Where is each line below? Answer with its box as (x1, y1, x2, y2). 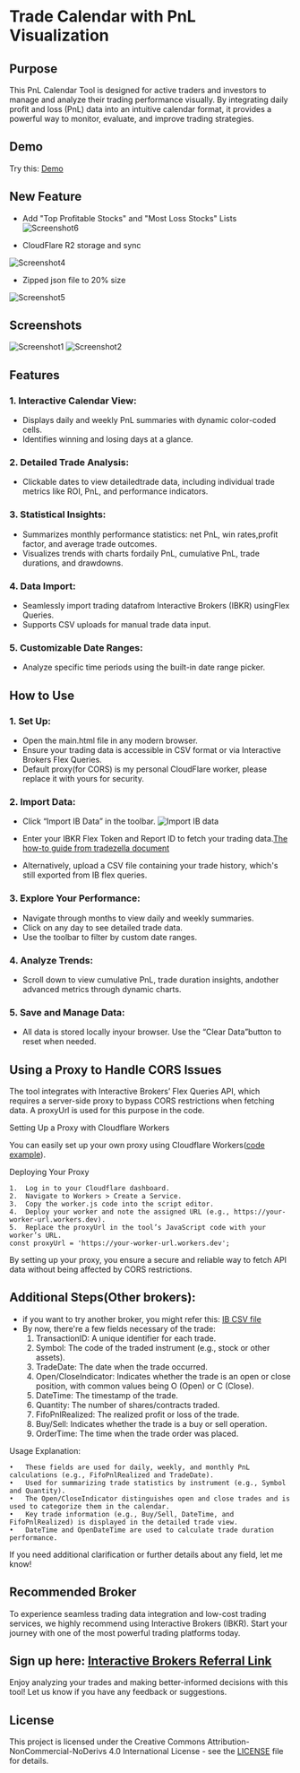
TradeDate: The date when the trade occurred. (35, 1361, 209, 1372)
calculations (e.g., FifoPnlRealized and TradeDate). (9, 1470, 215, 1480)
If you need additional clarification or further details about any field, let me (9, 1549, 284, 1560)
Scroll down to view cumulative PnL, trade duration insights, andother (21, 974, 279, 985)
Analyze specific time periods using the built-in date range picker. (21, 662, 266, 673)
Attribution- (207, 1736, 251, 1747)
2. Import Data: (9, 795, 76, 808)
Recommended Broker (9, 1585, 137, 1600)
